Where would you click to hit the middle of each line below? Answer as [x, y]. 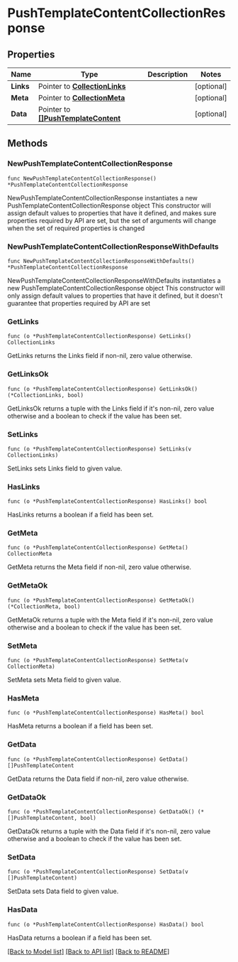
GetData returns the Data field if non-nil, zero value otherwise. [98, 779]
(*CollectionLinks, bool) [45, 395]
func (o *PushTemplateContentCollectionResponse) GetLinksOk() [103, 389]
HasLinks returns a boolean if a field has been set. [80, 515]
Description [168, 74]
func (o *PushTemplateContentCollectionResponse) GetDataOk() [101, 811]
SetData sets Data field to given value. [63, 891]
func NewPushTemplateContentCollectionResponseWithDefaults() [101, 261]
